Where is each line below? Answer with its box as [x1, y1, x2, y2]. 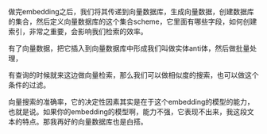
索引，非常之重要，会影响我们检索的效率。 [8, 27, 148, 36]
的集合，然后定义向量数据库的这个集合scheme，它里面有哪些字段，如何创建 [8, 17, 257, 26]
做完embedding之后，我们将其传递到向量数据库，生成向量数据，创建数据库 [8, 7, 254, 16]
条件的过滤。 [8, 80, 50, 90]
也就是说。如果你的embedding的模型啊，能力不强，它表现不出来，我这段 [8, 107, 248, 117]
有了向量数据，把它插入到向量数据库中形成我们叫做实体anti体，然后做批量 [8, 44, 250, 53]
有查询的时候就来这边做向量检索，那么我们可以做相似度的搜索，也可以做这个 [8, 71, 259, 79]
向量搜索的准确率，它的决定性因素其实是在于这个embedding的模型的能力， [8, 98, 254, 106]
